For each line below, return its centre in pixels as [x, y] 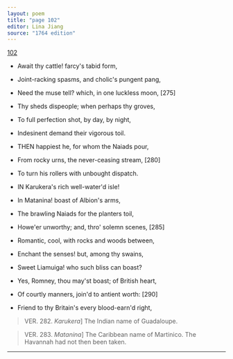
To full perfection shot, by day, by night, [74, 120]
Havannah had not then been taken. [75, 342]
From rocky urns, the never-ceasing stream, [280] [89, 160]
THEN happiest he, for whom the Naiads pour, [83, 147]
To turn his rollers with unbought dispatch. [78, 173]
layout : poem [26, 14]
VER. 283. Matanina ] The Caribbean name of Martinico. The [110, 335]
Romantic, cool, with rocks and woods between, [86, 240]
